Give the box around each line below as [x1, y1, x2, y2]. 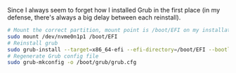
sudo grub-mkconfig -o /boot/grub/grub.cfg [7, 59, 137, 66]
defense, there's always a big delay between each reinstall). [7, 13, 181, 22]
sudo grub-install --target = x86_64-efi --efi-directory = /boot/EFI [7, 46, 206, 53]
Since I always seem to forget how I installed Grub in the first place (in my [7, 6, 221, 14]
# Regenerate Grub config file [7, 52, 99, 60]
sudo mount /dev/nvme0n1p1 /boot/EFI [7, 33, 118, 40]
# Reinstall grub [7, 40, 58, 47]
